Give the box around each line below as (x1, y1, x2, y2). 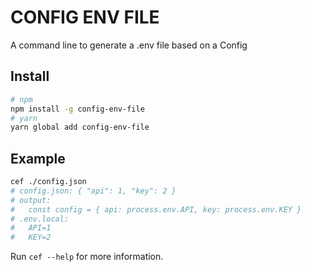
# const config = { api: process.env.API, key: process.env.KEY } (10, 204, 302, 215)
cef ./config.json (10, 177, 87, 187)
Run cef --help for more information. (10, 251, 164, 263)
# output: (10, 195, 52, 205)
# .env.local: (10, 214, 70, 224)
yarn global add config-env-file (10, 122, 150, 133)
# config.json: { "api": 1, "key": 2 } (10, 186, 177, 196)
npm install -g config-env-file (10, 104, 145, 114)
